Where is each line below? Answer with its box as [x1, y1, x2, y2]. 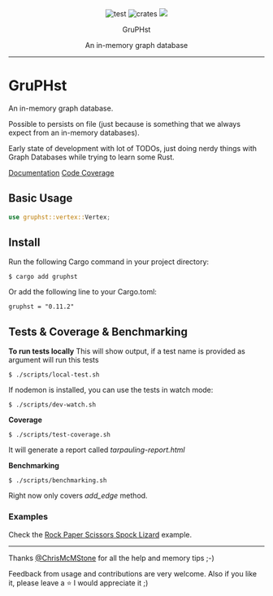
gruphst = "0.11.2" [8, 302, 75, 311]
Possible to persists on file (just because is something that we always [8, 119, 241, 128]
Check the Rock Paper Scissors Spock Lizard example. [8, 529, 193, 539]
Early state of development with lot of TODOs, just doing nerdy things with [8, 143, 258, 153]
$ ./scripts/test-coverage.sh [8, 431, 111, 439]
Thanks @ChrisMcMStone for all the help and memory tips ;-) [8, 553, 215, 563]
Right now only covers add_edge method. [8, 491, 148, 501]
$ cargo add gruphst [8, 272, 79, 281]
